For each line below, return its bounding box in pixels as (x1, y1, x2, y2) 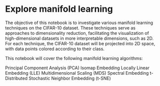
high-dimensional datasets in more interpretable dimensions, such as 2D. (5, 35, 154, 41)
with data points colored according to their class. (5, 46, 105, 52)
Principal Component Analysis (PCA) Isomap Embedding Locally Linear (5, 65, 150, 71)
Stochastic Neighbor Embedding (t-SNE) (29, 75, 111, 81)
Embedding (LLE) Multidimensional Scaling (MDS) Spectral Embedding (5, 70, 149, 76)
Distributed (5, 75, 28, 81)
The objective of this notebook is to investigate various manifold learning (5, 20, 153, 26)
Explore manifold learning (5, 3, 113, 15)
